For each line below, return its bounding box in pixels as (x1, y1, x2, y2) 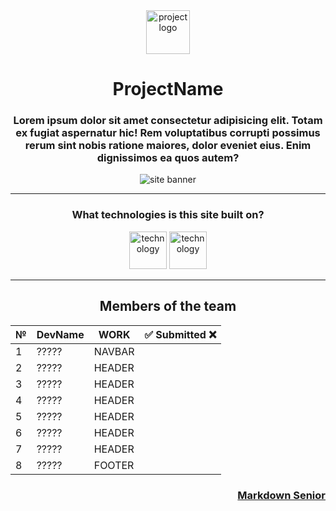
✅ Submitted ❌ (144, 327, 217, 341)
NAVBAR (93, 344, 135, 358)
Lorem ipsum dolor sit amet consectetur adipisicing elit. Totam (13, 114, 323, 128)
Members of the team (99, 298, 237, 315)
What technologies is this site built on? (71, 208, 265, 222)
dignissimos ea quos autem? (96, 151, 240, 165)
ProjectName (112, 78, 224, 101)
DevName (36, 327, 85, 341)
